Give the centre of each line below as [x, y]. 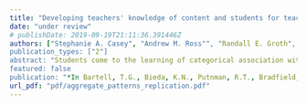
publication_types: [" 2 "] [58, 52]
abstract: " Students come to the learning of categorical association [147, 60]
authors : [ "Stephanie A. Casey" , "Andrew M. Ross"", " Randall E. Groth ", [153, 43]
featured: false [40, 69]
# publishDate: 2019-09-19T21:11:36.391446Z [95, 35]
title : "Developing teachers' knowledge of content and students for [145, 18]
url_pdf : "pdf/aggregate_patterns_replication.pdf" [110, 86]
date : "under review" [51, 26]
